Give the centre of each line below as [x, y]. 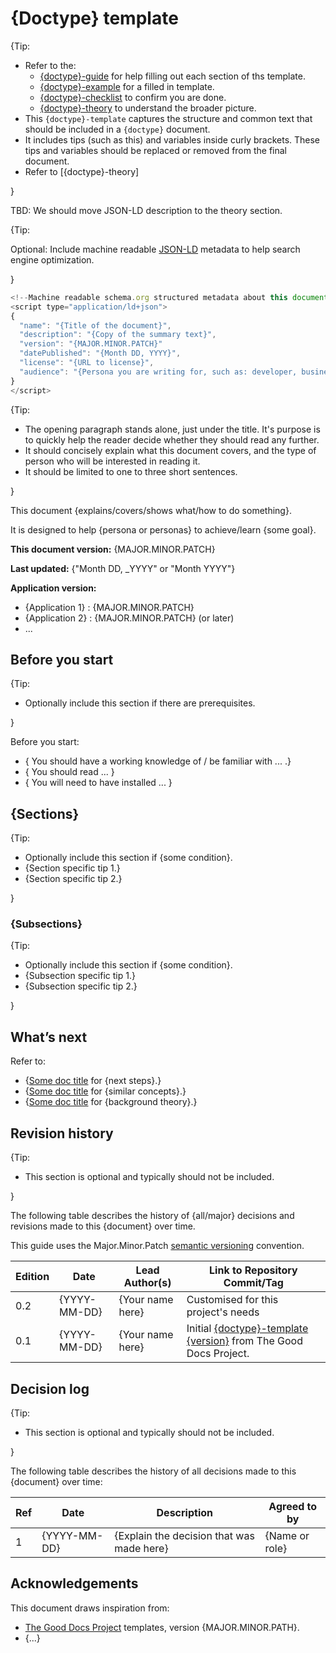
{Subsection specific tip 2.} [81, 986]
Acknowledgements [74, 1583]
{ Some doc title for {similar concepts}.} [105, 1091]
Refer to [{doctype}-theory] [82, 171]
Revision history [62, 1133]
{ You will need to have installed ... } [98, 783]
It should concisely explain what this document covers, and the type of [170, 450]
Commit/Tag [253, 1283]
